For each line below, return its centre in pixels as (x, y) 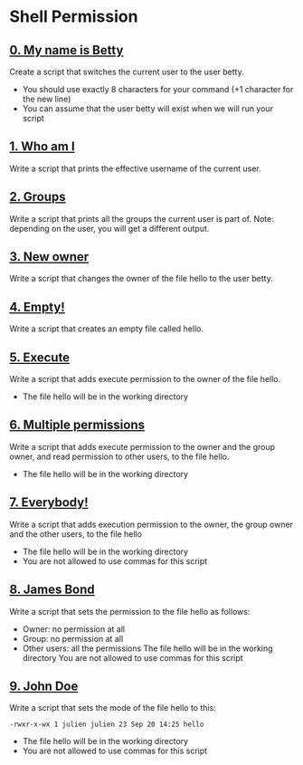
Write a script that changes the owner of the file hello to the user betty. (141, 279)
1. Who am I (42, 147)
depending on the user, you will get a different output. (109, 228)
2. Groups (38, 197)
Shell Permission (74, 17)
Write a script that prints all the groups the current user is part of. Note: (142, 218)
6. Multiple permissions (77, 425)
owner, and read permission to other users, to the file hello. (119, 456)
